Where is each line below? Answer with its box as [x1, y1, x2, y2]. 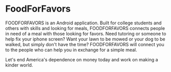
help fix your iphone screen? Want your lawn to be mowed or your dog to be [5, 36, 166, 42]
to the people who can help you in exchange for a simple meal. [5, 47, 137, 53]
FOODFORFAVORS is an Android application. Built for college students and [5, 20, 162, 26]
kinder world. [5, 62, 33, 68]
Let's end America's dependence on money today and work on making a [5, 56, 158, 62]
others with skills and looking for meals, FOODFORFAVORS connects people [5, 25, 165, 31]
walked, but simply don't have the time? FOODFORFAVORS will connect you [5, 41, 164, 47]
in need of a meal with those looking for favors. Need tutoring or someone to [5, 30, 166, 37]
